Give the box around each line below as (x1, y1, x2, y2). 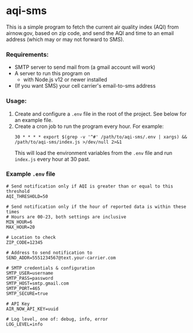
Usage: (6, 97, 27, 105)
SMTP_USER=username (6, 270, 54, 276)
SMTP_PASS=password (6, 275, 54, 281)
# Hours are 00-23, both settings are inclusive (6, 214, 127, 220)
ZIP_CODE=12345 (6, 240, 43, 245)
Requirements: (6, 50, 49, 58)
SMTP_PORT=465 (6, 285, 41, 292)
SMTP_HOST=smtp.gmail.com (6, 280, 69, 286)
